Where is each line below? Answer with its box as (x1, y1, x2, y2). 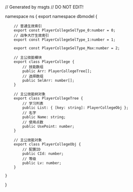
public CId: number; (22, 151, 64, 156)
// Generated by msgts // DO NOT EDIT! (5, 4, 84, 10)
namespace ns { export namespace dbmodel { (5, 14, 98, 19)
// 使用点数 (22, 120, 44, 125)
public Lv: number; (22, 161, 62, 165)
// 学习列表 (22, 101, 44, 106)
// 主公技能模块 (14, 55, 42, 60)
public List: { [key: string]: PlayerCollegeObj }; (22, 105, 129, 110)
